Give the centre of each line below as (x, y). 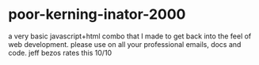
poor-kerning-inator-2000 (97, 14)
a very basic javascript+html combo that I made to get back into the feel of (130, 36)
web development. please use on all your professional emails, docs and (125, 44)
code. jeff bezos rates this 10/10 (60, 52)
